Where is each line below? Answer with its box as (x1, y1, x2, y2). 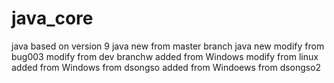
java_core (11, 7, 94, 30)
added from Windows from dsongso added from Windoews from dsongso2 (11, 61, 322, 73)
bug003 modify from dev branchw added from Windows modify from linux (11, 50, 319, 62)
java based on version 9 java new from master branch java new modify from (11, 40, 325, 52)
